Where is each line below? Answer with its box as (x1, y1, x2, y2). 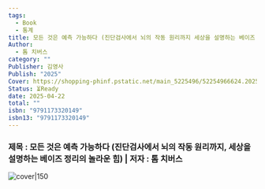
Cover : (8, 77, 30, 85)
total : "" (8, 99, 41, 107)
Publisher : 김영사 (8, 63, 64, 71)
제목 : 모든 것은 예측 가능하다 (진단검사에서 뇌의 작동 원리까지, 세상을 (8, 141, 251, 152)
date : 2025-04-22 (8, 92, 65, 100)
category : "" (8, 56, 51, 64)
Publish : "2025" (8, 70, 62, 78)
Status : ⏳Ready (8, 84, 59, 93)
